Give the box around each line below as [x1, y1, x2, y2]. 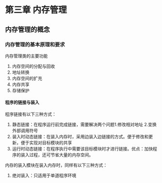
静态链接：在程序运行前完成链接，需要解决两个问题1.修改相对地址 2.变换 [12, 122, 157, 128]
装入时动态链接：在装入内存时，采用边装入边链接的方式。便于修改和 [12, 134, 149, 140]
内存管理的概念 [5, 25, 50, 33]
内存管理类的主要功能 [5, 53, 48, 59]
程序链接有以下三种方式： [5, 111, 56, 117]
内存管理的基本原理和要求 [5, 41, 65, 48]
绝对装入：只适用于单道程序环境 [12, 173, 76, 179]
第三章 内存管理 [5, 4, 67, 16]
